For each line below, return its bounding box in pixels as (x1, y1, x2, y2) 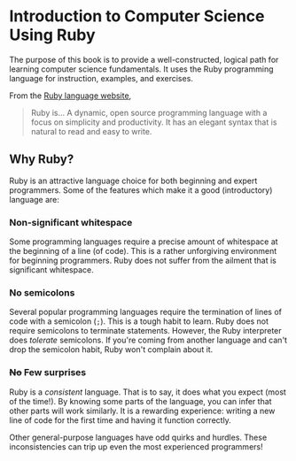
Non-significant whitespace (9, 216, 133, 228)
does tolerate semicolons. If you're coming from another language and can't (9, 334, 288, 346)
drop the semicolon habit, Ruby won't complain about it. (9, 344, 214, 355)
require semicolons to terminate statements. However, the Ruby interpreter (9, 326, 282, 336)
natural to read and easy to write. (30, 126, 152, 136)
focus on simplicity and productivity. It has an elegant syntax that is (30, 117, 277, 127)
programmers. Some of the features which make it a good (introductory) (9, 184, 273, 196)
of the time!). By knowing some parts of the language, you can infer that (9, 396, 272, 406)
